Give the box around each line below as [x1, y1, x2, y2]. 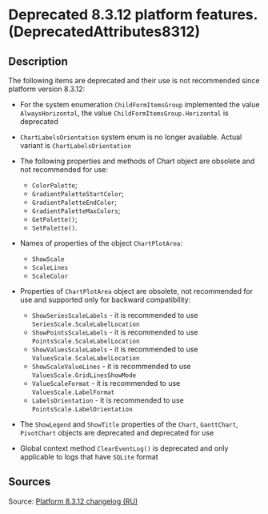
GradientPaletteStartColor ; [31, 189, 124, 198]
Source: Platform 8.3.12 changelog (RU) [8, 496, 138, 506]
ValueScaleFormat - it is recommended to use [31, 379, 181, 388]
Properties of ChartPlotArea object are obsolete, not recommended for [19, 287, 254, 295]
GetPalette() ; [31, 215, 78, 223]
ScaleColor [31, 272, 69, 280]
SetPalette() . [31, 223, 78, 232]
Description [8, 54, 68, 68]
